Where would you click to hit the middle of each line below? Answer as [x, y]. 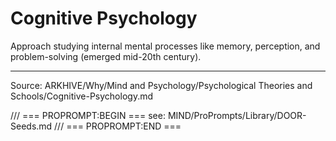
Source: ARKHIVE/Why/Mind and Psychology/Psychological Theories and [161, 85]
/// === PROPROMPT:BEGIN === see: [88, 115]
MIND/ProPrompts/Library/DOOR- [237, 115]
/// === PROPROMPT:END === [118, 126]
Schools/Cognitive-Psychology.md [81, 96]
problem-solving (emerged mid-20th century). [106, 56]
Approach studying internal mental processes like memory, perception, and [165, 46]
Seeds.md [31, 126]
